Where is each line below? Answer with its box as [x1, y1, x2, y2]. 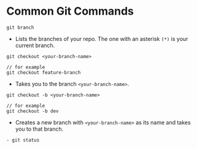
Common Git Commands [6, 4, 134, 18]
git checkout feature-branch [6, 69, 81, 76]
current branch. [15, 42, 55, 49]
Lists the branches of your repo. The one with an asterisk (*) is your [15, 35, 188, 42]
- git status [6, 137, 40, 143]
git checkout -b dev [6, 108, 60, 114]
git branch [6, 24, 34, 31]
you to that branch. [15, 125, 64, 133]
